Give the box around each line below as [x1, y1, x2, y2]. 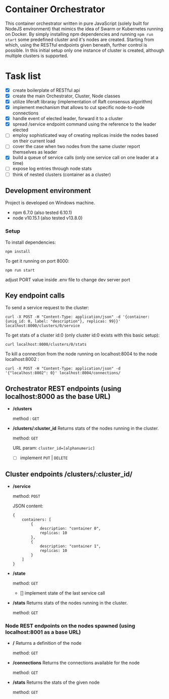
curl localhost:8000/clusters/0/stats [5, 342, 87, 347]
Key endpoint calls [5, 291, 65, 300]
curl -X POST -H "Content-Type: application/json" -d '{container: [5, 314, 150, 320]
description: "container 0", [39, 526, 101, 531]
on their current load [12, 138, 55, 144]
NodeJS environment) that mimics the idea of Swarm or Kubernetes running [5, 25, 163, 31]
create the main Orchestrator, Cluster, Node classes [12, 93, 121, 99]
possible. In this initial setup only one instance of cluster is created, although [5, 47, 164, 53]
